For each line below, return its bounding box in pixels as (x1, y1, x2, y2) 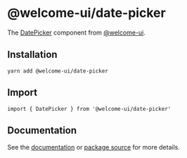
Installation (7, 49, 58, 61)
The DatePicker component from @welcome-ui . (7, 28, 146, 37)
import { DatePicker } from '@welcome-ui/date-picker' (7, 105, 172, 112)
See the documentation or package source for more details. (7, 143, 181, 152)
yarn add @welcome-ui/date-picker (7, 67, 109, 75)
